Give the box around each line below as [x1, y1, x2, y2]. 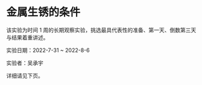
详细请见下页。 [6, 72, 43, 79]
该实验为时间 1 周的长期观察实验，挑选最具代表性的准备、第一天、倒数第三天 [6, 26, 197, 34]
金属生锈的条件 [6, 5, 81, 19]
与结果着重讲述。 [6, 34, 49, 41]
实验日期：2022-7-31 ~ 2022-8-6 [6, 46, 90, 54]
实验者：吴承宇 [6, 59, 43, 66]
